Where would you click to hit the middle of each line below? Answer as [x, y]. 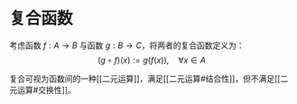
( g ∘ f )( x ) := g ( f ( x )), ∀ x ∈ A [152, 60]
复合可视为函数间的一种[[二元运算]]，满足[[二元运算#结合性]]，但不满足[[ [145, 79]
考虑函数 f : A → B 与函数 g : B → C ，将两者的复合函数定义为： [127, 45]
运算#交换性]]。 [46, 90]
